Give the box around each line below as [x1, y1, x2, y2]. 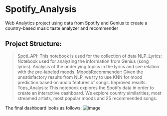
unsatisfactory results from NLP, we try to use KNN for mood [17, 74, 143, 80]
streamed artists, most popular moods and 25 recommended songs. [17, 95, 158, 101]
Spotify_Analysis [5, 3, 77, 15]
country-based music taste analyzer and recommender [5, 25, 119, 31]
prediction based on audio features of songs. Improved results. [17, 79, 147, 85]
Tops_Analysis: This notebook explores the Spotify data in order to [17, 85, 154, 91]
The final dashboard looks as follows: [5, 105, 82, 111]
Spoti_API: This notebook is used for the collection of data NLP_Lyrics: [17, 53, 162, 59]
